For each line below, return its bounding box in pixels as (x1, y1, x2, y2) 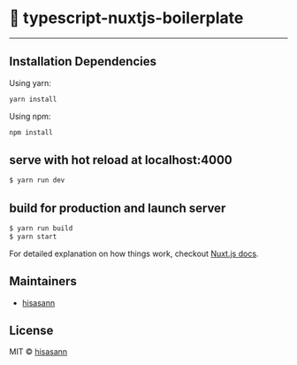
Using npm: (9, 111, 51, 121)
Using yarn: (9, 77, 51, 88)
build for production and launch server (9, 200, 226, 215)
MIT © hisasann (9, 346, 68, 357)
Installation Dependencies (9, 54, 157, 69)
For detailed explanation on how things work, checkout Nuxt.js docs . (9, 248, 259, 259)
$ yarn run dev (9, 176, 65, 185)
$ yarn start (9, 232, 57, 241)
